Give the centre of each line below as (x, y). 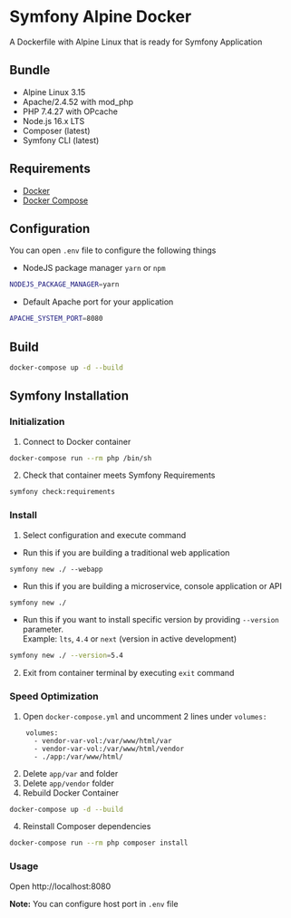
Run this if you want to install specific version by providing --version (150, 620)
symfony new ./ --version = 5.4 (67, 656)
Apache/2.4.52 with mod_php (78, 101)
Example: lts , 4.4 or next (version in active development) (130, 639)
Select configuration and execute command (104, 535)
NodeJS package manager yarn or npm (94, 268)
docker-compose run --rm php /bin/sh (81, 458)
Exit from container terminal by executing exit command (128, 673)
